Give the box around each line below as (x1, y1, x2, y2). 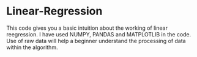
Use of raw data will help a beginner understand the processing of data (6, 37, 186, 44)
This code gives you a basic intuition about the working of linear (6, 24, 168, 32)
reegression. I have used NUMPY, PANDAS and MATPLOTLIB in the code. (6, 30, 191, 38)
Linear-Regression (6, 4, 103, 18)
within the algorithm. (6, 44, 58, 51)
